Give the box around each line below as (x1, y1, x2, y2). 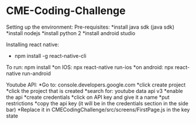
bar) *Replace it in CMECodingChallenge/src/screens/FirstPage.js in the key (6, 106, 190, 113)
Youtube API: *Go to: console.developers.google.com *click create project (6, 81, 186, 88)
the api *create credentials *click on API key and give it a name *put (6, 94, 170, 101)
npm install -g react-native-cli (14, 52, 87, 59)
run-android (22, 70, 51, 77)
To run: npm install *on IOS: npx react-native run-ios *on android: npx (6, 63, 174, 71)
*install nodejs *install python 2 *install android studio (6, 29, 136, 36)
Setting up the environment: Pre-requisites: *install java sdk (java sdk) (6, 23, 174, 30)
